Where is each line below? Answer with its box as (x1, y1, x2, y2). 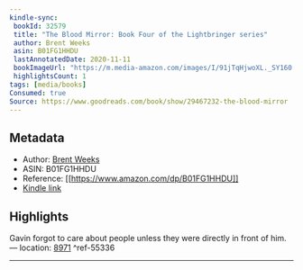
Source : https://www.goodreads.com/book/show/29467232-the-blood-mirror (9, 96, 289, 106)
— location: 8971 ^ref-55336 (9, 242, 115, 253)
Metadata (9, 130, 65, 145)
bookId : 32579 (13, 22, 67, 31)
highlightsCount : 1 (13, 72, 87, 81)
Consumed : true (9, 88, 67, 97)
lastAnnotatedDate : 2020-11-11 (13, 55, 131, 64)
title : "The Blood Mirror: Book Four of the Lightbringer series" (13, 30, 269, 39)
